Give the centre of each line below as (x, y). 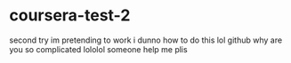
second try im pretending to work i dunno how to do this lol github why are (146, 40)
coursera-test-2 (70, 16)
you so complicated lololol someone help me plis (99, 49)
